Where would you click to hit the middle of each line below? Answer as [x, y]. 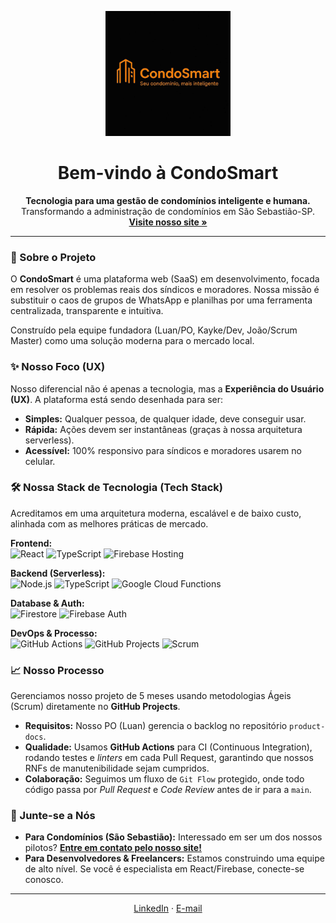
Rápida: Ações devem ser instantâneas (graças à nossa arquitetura [163, 429]
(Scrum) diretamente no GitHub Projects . [95, 707]
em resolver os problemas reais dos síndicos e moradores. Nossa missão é [165, 290]
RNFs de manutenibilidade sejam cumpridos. [117, 768]
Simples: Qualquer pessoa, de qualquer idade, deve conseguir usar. [165, 418]
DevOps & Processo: [54, 633]
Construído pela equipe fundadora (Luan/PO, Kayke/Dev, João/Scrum [154, 330]
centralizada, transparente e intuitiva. [87, 311]
